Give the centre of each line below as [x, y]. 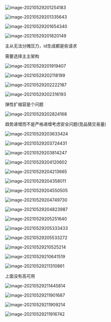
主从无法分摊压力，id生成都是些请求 [41, 46]
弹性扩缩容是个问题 [24, 104]
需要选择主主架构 [22, 56]
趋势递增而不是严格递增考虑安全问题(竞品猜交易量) [56, 124]
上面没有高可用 [20, 276]
